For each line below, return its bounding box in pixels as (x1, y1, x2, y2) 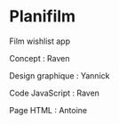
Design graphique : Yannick (9, 70, 110, 81)
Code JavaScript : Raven (9, 87, 100, 98)
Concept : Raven (9, 53, 70, 63)
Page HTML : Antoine (9, 104, 87, 115)
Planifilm (9, 6, 76, 27)
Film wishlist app (9, 36, 71, 46)
